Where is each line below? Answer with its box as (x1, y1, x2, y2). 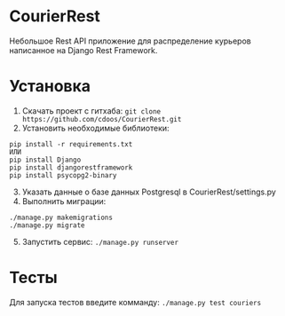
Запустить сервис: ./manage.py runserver (21, 236, 179, 247)
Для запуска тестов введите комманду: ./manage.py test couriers (9, 296, 262, 307)
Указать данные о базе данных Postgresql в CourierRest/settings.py (21, 186, 277, 197)
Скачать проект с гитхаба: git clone (21, 105, 162, 116)
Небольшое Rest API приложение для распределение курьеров (9, 36, 251, 46)
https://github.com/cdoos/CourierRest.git (21, 115, 182, 123)
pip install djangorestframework (9, 162, 133, 172)
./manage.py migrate (9, 220, 86, 230)
